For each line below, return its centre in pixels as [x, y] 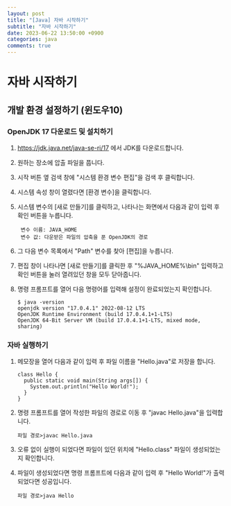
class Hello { [37, 375]
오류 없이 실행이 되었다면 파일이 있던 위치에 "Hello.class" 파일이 [104, 450]
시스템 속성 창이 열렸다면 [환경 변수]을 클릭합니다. [84, 192]
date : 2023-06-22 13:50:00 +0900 [55, 33]
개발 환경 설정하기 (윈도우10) [65, 110]
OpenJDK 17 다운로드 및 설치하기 [60, 131]
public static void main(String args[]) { [86, 381]
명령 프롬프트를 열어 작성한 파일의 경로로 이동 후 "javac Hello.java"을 [111, 412]
